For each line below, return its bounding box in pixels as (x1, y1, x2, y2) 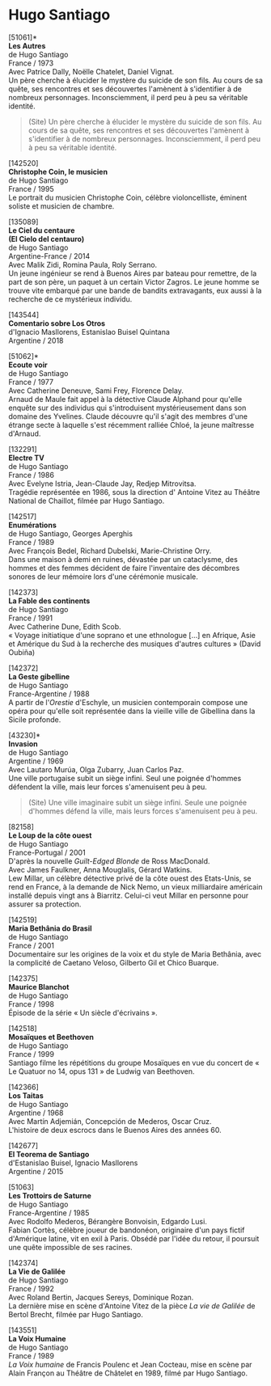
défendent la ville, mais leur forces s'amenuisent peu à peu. (8, 782, 208, 792)
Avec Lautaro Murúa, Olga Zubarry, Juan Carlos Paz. (8, 764, 184, 774)
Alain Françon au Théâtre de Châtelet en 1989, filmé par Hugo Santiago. (8, 1368, 248, 1378)
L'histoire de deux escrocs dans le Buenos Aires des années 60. (8, 1125, 222, 1135)
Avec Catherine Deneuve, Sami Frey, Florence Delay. (8, 386, 184, 395)
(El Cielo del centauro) (8, 234, 85, 243)
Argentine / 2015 (8, 1166, 64, 1176)
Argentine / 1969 (8, 756, 64, 766)
